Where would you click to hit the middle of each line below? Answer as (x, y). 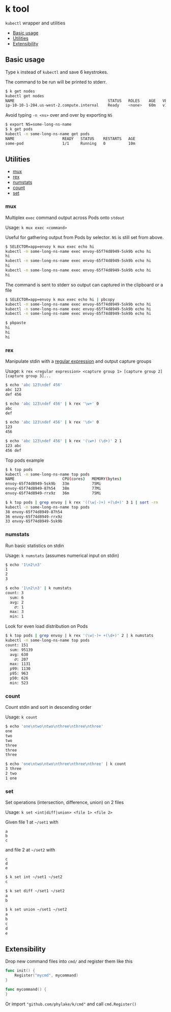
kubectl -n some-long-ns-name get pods (48, 134)
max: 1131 (20, 664)
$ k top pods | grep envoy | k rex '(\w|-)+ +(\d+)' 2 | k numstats (79, 636)
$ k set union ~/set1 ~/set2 (36, 910)
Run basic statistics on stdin (35, 545)
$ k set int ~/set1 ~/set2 (34, 877)
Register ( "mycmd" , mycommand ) (47, 976)
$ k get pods (19, 129)
